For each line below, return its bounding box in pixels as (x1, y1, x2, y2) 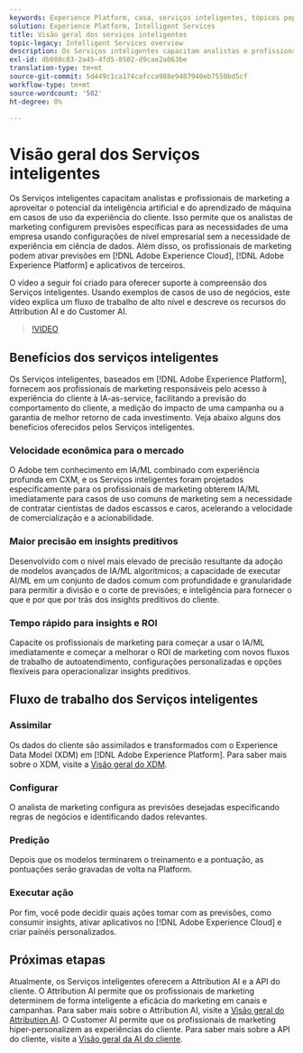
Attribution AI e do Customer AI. (9, 306, 128, 317)
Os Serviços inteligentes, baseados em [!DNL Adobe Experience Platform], (9, 374, 288, 384)
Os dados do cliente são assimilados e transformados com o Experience (9, 739, 278, 750)
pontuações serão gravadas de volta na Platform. (9, 864, 192, 875)
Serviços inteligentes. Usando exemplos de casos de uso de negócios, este (9, 287, 290, 298)
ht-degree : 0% (9, 97, 63, 106)
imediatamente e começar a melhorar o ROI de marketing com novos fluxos (9, 647, 290, 658)
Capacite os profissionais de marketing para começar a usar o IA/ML (9, 637, 265, 648)
